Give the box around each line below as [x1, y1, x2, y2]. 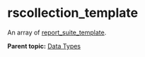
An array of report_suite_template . [7, 28, 107, 37]
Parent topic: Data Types [7, 42, 81, 50]
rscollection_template [7, 5, 139, 21]
